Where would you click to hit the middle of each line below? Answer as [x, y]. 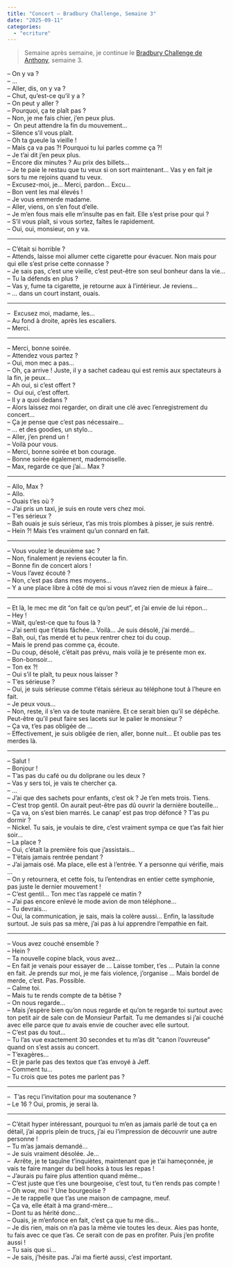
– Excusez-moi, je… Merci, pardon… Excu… [69, 184]
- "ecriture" [32, 33]
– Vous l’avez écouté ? [39, 573]
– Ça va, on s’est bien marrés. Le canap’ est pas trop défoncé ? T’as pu [108, 813]
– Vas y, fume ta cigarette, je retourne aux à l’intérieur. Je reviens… [103, 286]
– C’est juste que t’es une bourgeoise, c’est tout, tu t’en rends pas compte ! [114, 1183]
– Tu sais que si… [32, 1250]
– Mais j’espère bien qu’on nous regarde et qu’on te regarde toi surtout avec [115, 1011]
